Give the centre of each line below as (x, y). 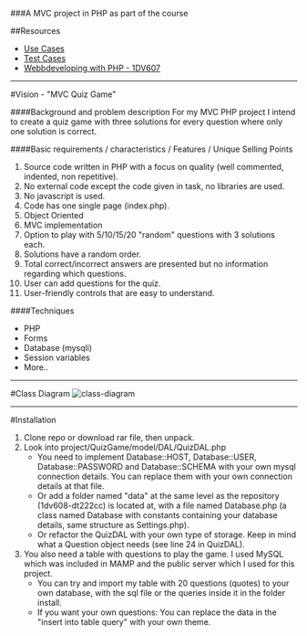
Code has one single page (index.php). (96, 206)
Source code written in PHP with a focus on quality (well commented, (153, 167)
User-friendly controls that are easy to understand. (119, 293)
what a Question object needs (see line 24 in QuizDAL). (141, 544)
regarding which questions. (75, 274)
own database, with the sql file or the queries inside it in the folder (161, 593)
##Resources (36, 31)
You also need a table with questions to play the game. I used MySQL (153, 554)
